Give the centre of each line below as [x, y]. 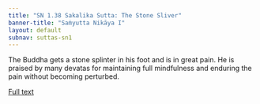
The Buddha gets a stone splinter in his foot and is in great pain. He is [121, 60]
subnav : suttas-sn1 [40, 37]
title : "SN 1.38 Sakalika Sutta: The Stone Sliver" [95, 15]
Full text [21, 92]
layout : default [35, 30]
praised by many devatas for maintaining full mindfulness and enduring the [130, 69]
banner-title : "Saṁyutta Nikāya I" [67, 23]
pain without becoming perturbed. [64, 76]
